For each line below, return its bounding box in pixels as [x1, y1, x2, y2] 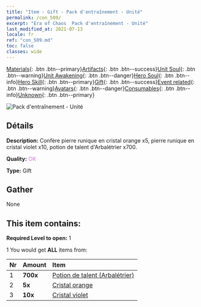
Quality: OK [6, 155, 37, 162]
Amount [22, 261, 47, 269]
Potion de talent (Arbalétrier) [52, 271, 135, 280]
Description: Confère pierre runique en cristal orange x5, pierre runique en [6, 136, 195, 144]
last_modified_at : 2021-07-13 [6, 26, 83, 32]
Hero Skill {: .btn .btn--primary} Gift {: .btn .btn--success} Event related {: [18, 78, 195, 85]
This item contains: [6, 218, 81, 228]
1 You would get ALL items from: [6, 246, 88, 253]
